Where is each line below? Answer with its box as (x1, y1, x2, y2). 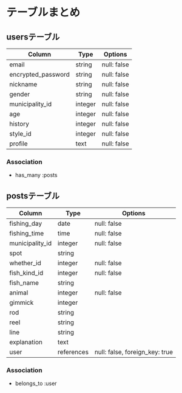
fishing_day (9, 220, 42, 228)
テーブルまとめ (6, 5, 81, 19)
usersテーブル (6, 32, 60, 42)
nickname (9, 80, 38, 88)
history (9, 120, 29, 128)
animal (9, 288, 29, 297)
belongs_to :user (15, 380, 57, 387)
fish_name (9, 279, 39, 287)
